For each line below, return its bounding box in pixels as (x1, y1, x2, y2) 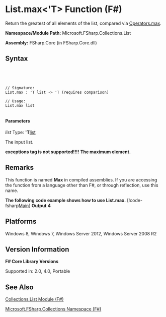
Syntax (5, 54, 28, 63)
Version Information (5, 245, 69, 253)
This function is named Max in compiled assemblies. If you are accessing (5, 176, 157, 182)
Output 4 (31, 203, 51, 209)
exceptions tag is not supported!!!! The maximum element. (5, 149, 131, 155)
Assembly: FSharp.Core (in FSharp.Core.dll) (5, 39, 97, 46)
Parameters (5, 118, 30, 124)
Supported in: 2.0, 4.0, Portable (5, 268, 70, 274)
